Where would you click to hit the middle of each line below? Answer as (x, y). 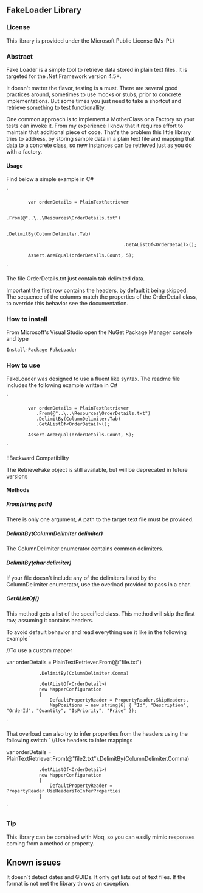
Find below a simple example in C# (50, 179)
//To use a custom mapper (40, 650)
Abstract (20, 56)
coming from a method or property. (50, 843)
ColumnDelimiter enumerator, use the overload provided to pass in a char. (99, 585)
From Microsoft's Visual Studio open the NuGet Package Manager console (99, 332)
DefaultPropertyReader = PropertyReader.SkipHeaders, (119, 700)
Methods (18, 490)
